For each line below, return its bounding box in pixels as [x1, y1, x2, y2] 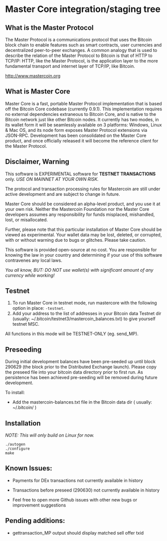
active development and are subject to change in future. [5, 191, 121, 197]
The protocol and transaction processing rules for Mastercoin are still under [5, 186, 161, 192]
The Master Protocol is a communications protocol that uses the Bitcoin [5, 36, 152, 42]
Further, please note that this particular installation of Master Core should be [5, 226, 162, 232]
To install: [5, 390, 25, 396]
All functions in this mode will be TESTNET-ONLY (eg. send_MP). [5, 331, 139, 337]
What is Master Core [5, 87, 71, 96]
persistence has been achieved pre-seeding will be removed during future [5, 375, 158, 381]
